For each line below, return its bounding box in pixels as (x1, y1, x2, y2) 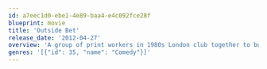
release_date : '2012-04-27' (8, 33, 102, 42)
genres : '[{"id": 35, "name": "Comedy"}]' (8, 48, 151, 56)
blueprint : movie (8, 19, 66, 27)
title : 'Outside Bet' (8, 26, 80, 34)
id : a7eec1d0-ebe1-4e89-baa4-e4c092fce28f (8, 11, 151, 20)
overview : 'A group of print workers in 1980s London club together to (8, 41, 250, 49)
